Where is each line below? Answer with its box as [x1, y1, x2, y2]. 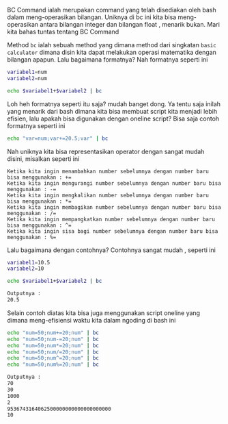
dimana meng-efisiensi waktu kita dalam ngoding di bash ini [7, 316, 176, 324]
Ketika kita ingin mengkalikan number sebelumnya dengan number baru [7, 192, 210, 199]
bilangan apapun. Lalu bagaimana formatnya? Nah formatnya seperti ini [7, 55, 208, 64]
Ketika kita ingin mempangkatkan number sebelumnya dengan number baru [7, 216, 215, 223]
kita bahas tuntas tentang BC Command [7, 27, 119, 36]
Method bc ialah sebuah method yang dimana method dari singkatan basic [7, 41, 216, 49]
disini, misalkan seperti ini [7, 154, 80, 163]
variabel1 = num [7, 68, 48, 75]
